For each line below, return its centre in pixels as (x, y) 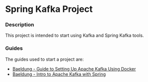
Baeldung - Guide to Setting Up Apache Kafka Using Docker (74, 69)
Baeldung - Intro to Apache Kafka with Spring (59, 74)
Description (20, 25)
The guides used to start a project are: (44, 59)
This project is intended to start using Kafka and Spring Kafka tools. (74, 35)
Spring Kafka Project (49, 9)
